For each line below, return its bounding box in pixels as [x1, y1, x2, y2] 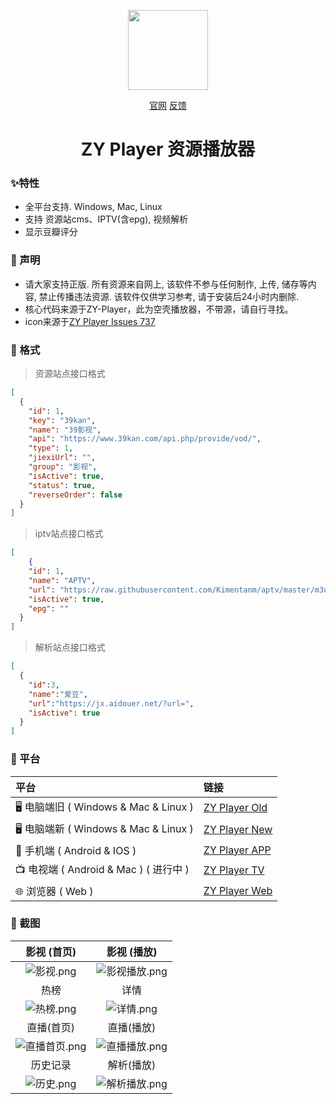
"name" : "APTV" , [28, 575, 97, 585]
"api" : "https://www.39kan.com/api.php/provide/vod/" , [28, 434, 262, 444]
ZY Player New [203, 823, 273, 836]
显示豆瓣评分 [24, 226, 78, 238]
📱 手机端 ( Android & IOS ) [15, 843, 137, 857]
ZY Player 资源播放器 [80, 138, 256, 161]
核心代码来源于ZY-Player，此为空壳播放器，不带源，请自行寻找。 [24, 303, 294, 315]
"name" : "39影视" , [28, 425, 102, 435]
